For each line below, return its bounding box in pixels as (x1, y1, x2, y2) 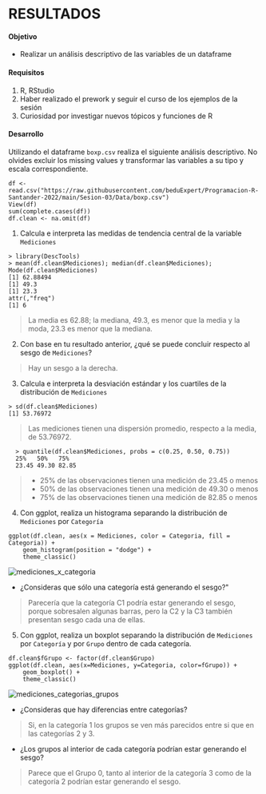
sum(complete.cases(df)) (8, 207, 91, 216)
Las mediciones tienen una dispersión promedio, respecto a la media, (27, 423, 257, 433)
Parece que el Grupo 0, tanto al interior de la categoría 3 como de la (27, 768, 252, 777)
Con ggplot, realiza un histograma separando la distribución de (19, 508, 228, 518)
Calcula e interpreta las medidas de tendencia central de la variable (19, 228, 242, 238)
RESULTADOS (8, 5, 101, 23)
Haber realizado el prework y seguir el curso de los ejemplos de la (19, 93, 238, 104)
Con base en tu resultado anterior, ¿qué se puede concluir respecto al (19, 339, 250, 348)
